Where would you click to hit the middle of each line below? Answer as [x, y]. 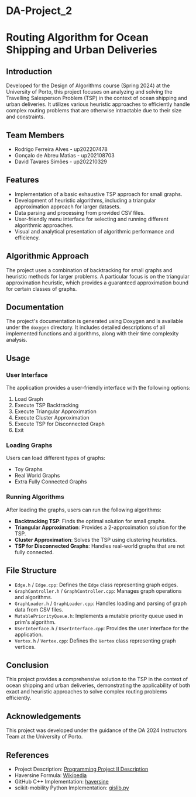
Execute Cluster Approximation [52, 418]
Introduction [29, 71]
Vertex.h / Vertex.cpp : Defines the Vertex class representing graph [95, 640]
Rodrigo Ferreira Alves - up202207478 [61, 149]
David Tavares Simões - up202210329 [61, 162]
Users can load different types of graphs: [56, 458]
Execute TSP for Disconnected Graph [60, 424]
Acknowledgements [44, 716]
